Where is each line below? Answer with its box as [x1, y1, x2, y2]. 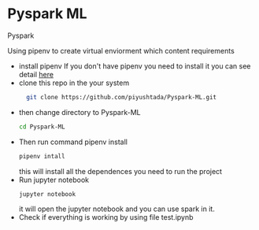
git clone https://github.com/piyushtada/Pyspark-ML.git [26, 93, 217, 101]
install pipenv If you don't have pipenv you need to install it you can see [18, 61, 251, 71]
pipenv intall [18, 152, 65, 160]
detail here [18, 69, 54, 79]
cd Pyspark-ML [18, 123, 65, 131]
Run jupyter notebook [18, 175, 90, 184]
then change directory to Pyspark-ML [18, 107, 141, 117]
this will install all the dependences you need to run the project [18, 166, 222, 176]
